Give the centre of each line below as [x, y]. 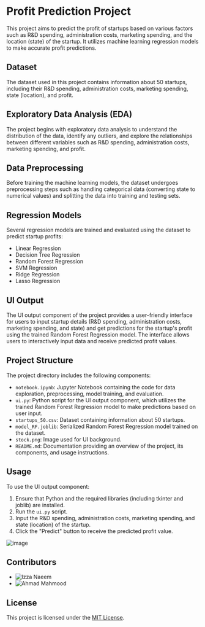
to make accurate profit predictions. [51, 48]
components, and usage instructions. [62, 452]
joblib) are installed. [40, 505]
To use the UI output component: [48, 486]
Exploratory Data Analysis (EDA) [69, 115]
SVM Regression [36, 268]
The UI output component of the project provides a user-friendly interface [99, 315]
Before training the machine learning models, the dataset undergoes [92, 183]
